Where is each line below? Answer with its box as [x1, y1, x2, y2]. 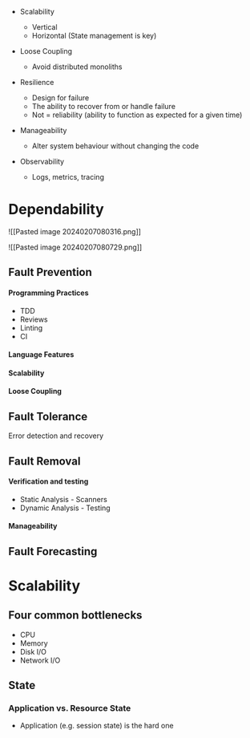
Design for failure [31, 93, 90, 103]
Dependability [8, 201, 104, 219]
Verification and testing [8, 476, 89, 486]
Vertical [31, 22, 58, 31]
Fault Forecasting [8, 545, 98, 558]
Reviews [19, 314, 48, 324]
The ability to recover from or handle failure [31, 102, 176, 111]
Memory [19, 638, 48, 648]
